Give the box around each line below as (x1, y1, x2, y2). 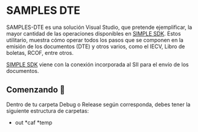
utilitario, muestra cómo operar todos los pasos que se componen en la (6, 36, 184, 43)
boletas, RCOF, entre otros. (6, 49, 74, 56)
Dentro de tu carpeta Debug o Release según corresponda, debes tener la (6, 101, 191, 108)
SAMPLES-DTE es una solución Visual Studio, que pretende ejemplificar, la (6, 24, 193, 31)
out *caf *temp (14, 119, 53, 126)
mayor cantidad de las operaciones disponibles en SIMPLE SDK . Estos (6, 30, 181, 37)
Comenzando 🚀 (6, 85, 65, 95)
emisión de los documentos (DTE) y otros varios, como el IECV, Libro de (6, 43, 185, 50)
